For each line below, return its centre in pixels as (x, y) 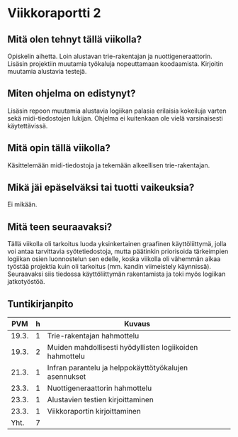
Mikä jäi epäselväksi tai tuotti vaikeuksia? (101, 188)
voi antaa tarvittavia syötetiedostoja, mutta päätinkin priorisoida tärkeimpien (118, 251)
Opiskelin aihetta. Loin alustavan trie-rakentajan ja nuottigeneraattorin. (110, 56)
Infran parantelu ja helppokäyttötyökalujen (118, 368)
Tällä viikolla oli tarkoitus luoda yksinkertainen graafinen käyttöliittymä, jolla (117, 244)
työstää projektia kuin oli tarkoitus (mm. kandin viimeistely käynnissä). (109, 267)
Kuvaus (137, 324)
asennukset (67, 377)
